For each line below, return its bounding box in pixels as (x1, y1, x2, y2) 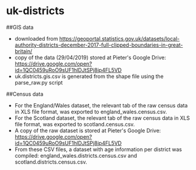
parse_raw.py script (14, 79, 63, 86)
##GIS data (6, 24, 34, 31)
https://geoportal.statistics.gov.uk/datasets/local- (59, 35, 180, 42)
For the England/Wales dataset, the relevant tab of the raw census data (14, 102, 188, 109)
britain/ (14, 47, 32, 54)
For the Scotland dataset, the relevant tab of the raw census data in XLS (14, 114, 190, 122)
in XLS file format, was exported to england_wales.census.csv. (14, 108, 167, 115)
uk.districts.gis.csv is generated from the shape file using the (14, 73, 164, 80)
